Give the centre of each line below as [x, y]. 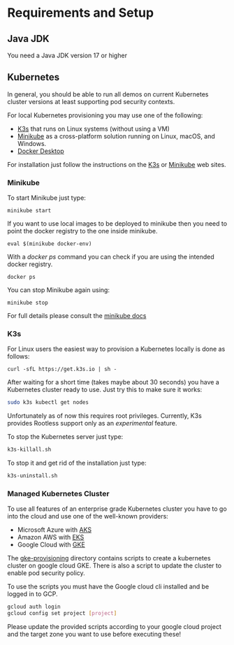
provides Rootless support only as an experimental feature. [92, 423]
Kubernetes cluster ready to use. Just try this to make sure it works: [105, 390]
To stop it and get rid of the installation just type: [77, 463]
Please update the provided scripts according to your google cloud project [114, 627]
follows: [19, 356]
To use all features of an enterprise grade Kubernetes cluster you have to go [117, 509]
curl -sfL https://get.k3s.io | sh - [62, 369]
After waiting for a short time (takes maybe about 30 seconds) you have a [114, 382]
